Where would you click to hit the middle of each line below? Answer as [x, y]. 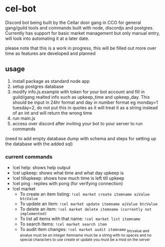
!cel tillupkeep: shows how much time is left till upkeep [68, 178]
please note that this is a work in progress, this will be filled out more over [81, 48]
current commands [29, 157]
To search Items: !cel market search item [63, 224]
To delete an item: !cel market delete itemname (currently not [86, 209]
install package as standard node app [51, 81]
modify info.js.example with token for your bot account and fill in [79, 92]
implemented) [33, 214]
